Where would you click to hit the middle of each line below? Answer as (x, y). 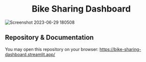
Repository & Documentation (50, 38)
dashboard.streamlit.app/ (30, 54)
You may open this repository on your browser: (52, 49)
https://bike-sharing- (120, 49)
